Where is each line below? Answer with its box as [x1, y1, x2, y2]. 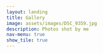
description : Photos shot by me [6, 26, 89, 32]
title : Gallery [6, 15, 45, 21]
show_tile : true [6, 37, 48, 43]
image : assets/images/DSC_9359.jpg [6, 20, 97, 26]
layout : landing [6, 9, 48, 15]
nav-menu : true [6, 32, 45, 38]
